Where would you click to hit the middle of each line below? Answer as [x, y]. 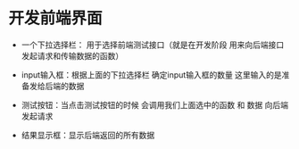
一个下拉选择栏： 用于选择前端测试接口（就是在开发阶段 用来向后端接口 [153, 45]
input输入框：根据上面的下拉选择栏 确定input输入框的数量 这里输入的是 [151, 74]
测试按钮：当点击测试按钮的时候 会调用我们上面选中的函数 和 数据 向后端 [155, 104]
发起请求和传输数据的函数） [72, 55]
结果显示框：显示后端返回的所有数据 [88, 135]
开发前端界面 [56, 18]
